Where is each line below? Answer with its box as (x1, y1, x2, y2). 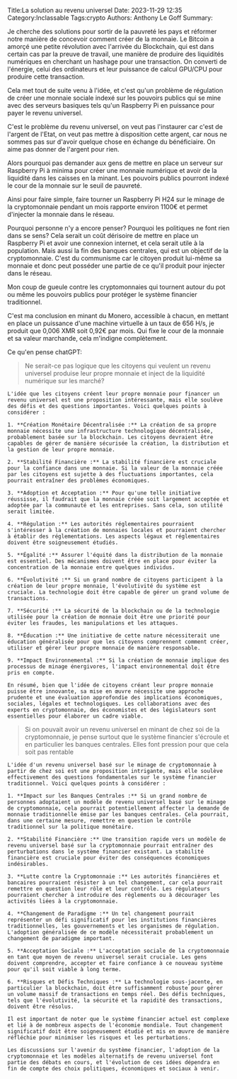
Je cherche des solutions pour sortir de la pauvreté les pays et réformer (7, 28, 217, 35)
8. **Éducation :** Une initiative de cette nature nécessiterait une (7, 632, 220, 639)
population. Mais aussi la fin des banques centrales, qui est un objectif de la (7, 247, 229, 254)
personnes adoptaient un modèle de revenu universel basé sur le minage (7, 798, 226, 806)
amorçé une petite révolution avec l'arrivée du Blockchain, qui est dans (7, 43, 214, 50)
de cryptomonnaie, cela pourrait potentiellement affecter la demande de (7, 805, 230, 812)
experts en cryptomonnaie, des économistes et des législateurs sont (7, 706, 217, 713)
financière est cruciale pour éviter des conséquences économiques (7, 854, 211, 861)
